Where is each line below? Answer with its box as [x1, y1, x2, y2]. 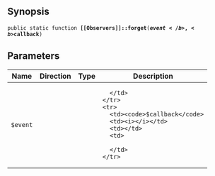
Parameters [7, 50, 60, 62]
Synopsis [7, 6, 50, 18]
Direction [40, 71, 72, 81]
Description [133, 71, 173, 81]
